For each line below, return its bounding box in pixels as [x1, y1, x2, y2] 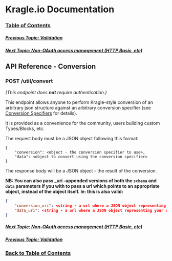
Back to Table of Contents [5, 249, 71, 256]
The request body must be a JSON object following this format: [5, 135, 139, 141]
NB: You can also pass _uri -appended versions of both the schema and [5, 178, 157, 184]
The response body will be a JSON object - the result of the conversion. [5, 167, 157, 173]
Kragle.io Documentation [5, 4, 115, 15]
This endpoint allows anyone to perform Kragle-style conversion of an [5, 99, 154, 105]
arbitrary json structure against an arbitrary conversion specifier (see [5, 104, 151, 111]
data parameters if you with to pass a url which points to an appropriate [5, 183, 160, 189]
